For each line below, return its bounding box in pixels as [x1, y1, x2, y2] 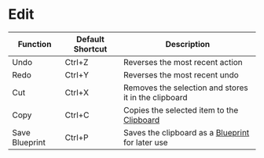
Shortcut [73, 43, 108, 54]
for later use [123, 137, 168, 148]
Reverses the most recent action [123, 56, 244, 67]
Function [17, 38, 52, 49]
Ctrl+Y [64, 69, 89, 80]
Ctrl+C [64, 110, 90, 120]
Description [165, 38, 211, 49]
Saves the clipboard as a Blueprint [123, 127, 250, 138]
